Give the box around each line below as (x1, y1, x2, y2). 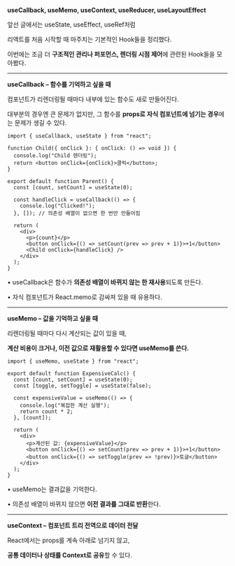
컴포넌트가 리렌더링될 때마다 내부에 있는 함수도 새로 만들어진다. (7, 95, 180, 103)
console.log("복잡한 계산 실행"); (20, 402, 111, 409)
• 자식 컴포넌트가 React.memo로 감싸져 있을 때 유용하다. (7, 293, 162, 301)
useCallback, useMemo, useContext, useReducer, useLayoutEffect (7, 6, 206, 14)
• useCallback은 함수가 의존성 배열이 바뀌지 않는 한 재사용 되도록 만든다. (7, 278, 204, 286)
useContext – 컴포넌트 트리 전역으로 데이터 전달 (7, 521, 138, 530)
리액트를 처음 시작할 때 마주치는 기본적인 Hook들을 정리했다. (7, 35, 172, 43)
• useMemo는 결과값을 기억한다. (7, 485, 97, 493)
